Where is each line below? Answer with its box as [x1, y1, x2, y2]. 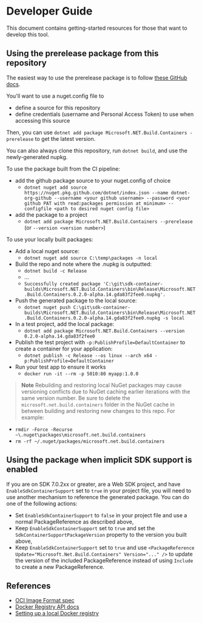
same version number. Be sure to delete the [21, 394, 130, 401]
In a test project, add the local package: [15, 320, 115, 327]
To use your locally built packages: [6, 236, 93, 243]
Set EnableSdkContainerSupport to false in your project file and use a [15, 511, 187, 519]
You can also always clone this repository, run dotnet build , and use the [6, 147, 188, 154]
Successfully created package [24, 281, 101, 287]
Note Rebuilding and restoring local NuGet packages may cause [21, 381, 182, 389]
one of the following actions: [6, 500, 78, 507]
